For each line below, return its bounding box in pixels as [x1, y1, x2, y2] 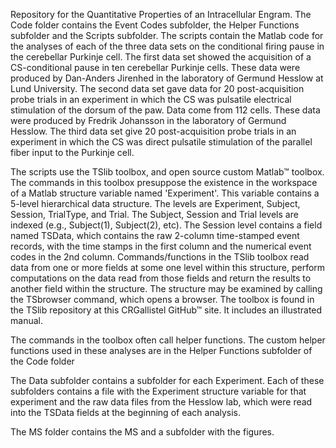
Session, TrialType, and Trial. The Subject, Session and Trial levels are [10, 209, 299, 220]
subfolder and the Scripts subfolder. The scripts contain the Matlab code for [10, 30, 324, 41]
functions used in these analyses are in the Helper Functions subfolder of [10, 345, 313, 356]
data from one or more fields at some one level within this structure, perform [10, 262, 326, 273]
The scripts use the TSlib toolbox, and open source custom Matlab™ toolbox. [10, 166, 325, 178]
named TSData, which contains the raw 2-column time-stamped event [10, 230, 300, 241]
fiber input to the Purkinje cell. [10, 147, 135, 158]
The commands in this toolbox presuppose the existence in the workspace [10, 177, 318, 188]
